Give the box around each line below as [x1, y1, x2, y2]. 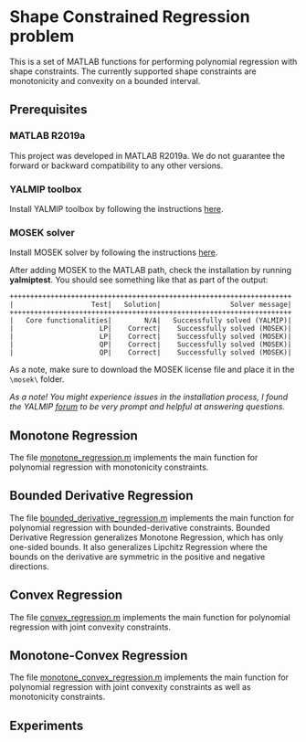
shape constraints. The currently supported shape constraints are [9, 66, 258, 77]
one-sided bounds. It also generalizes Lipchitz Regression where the [9, 541, 268, 552]
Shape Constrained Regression [9, 6, 250, 27]
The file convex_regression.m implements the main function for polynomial [9, 611, 290, 622]
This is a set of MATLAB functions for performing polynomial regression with [9, 56, 298, 67]
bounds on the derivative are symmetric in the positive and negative [9, 551, 266, 562]
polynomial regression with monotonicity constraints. [9, 461, 209, 472]
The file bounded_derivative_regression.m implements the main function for [9, 512, 295, 523]
